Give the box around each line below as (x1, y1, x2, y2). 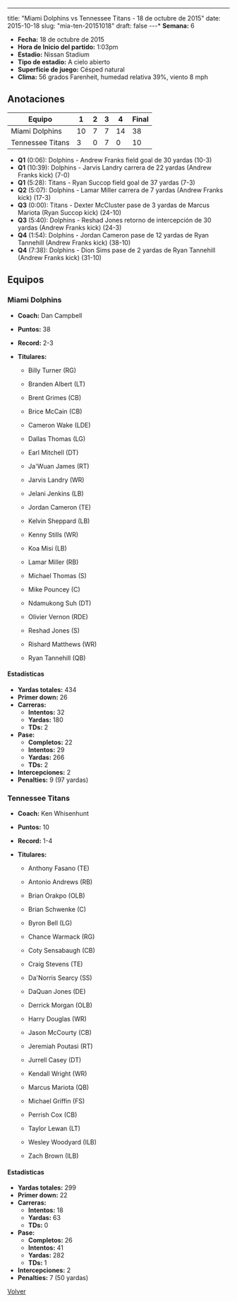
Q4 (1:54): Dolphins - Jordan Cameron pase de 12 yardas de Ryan (17, 230, 209, 239)
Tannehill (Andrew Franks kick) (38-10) (17, 238, 131, 247)
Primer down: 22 (17, 1191, 68, 1200)
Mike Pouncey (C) (28, 585, 81, 594)
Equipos (7, 274, 44, 286)
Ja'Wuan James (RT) (28, 462, 90, 470)
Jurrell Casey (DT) (28, 1056, 82, 1064)
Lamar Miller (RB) (28, 558, 79, 566)
